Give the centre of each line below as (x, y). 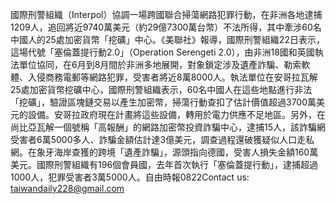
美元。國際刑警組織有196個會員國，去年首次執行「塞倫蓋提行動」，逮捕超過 (164, 164)
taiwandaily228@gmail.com (67, 188)
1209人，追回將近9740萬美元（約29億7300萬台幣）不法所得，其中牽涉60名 (166, 27)
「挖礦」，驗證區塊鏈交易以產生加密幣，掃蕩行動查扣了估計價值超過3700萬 (163, 102)
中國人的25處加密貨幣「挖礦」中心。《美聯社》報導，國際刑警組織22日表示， (167, 39)
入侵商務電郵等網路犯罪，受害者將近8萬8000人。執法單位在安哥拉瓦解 (172, 77)
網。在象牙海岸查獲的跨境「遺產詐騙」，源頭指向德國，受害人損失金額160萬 (164, 152)
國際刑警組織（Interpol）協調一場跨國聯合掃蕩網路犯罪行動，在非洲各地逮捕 (166, 14)
